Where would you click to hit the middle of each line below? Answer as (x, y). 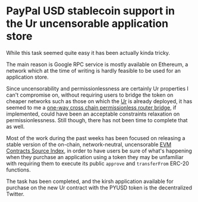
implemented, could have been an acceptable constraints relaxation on (93, 114)
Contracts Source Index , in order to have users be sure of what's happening (99, 151)
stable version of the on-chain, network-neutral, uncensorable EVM (89, 144)
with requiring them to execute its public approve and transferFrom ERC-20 (98, 163)
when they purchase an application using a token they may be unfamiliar (95, 157)
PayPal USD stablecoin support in (91, 11)
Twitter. (15, 194)
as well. (15, 126)
